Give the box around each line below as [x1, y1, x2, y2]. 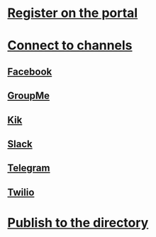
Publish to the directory [7, 214, 149, 231]
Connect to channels [7, 38, 133, 54]
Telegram [7, 162, 50, 175]
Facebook [7, 65, 52, 77]
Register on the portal [7, 5, 138, 21]
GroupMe [7, 90, 50, 102]
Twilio [7, 186, 35, 198]
